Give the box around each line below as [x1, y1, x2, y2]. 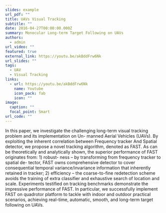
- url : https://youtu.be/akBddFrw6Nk [9, 81, 88, 86]
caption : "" [9, 105, 35, 110]
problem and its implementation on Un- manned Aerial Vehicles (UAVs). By [5, 133, 159, 139]
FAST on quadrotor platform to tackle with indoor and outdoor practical [5, 191, 151, 197]
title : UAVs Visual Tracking [5, 16, 66, 21]
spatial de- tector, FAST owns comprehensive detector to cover [5, 159, 136, 165]
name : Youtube [14, 86, 43, 91]
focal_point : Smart [9, 109, 50, 115]
